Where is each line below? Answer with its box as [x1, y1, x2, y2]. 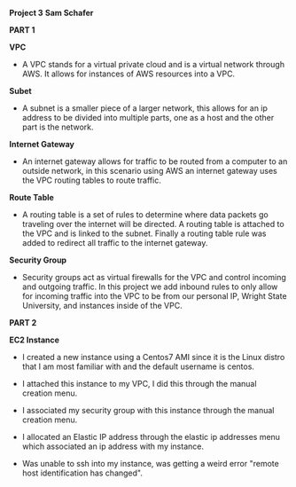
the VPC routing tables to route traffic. [21, 175, 161, 185]
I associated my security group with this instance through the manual [21, 405, 275, 415]
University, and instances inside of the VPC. [21, 301, 183, 310]
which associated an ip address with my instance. [21, 441, 204, 452]
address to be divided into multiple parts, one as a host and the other [21, 113, 275, 122]
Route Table [9, 192, 55, 202]
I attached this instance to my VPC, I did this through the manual [21, 379, 257, 389]
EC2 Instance [9, 334, 60, 345]
